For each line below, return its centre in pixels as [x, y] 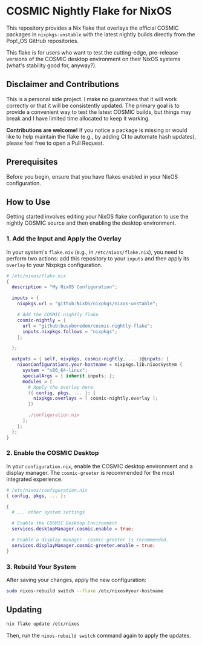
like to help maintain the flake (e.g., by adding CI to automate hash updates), [101, 136]
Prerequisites [32, 162]
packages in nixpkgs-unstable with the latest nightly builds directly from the [101, 34]
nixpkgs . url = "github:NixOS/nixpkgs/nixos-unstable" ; [88, 304]
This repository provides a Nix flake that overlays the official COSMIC [93, 28]
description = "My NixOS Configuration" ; [65, 287]
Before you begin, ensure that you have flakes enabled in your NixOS [92, 176]
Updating [24, 610]
